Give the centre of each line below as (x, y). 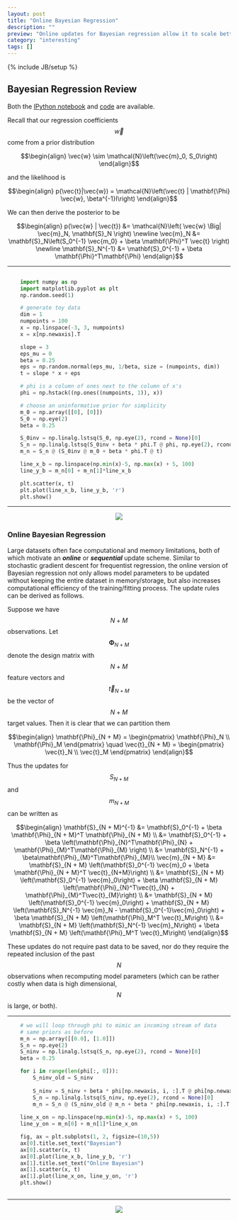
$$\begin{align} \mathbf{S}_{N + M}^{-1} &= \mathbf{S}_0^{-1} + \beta (119, 827)
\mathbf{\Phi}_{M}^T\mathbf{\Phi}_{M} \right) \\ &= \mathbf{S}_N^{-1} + (119, 850)
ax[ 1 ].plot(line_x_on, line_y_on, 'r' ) (79, 1176)
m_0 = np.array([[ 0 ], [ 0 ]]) (61, 412)
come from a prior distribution (51, 142)
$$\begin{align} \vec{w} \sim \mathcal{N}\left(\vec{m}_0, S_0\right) (119, 156)
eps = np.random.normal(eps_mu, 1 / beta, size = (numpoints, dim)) (120, 367)
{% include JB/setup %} (42, 67)
